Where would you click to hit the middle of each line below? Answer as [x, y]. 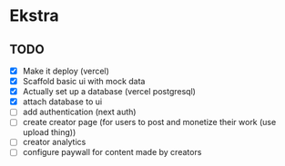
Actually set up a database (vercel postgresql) [109, 92]
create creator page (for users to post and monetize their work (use [149, 122]
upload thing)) [49, 132]
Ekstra [34, 16]
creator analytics [54, 142]
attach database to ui [62, 102]
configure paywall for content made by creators [112, 152]
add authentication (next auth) [79, 112]
